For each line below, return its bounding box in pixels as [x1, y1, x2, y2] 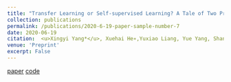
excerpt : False [7, 49, 51, 55]
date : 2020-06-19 [7, 29, 57, 36]
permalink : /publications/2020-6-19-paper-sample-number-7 [7, 23, 180, 29]
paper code [7, 66, 40, 75]
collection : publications [7, 16, 81, 23]
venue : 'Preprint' [7, 42, 60, 49]
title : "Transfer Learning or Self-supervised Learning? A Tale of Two [7, 10, 217, 17]
